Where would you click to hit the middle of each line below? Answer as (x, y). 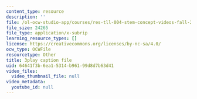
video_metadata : (26, 82)
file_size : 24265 (27, 28)
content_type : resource (35, 11)
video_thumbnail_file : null (46, 76)
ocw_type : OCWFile (28, 49)
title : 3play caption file (39, 60)
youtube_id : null (33, 87)
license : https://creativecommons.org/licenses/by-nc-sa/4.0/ (84, 44)
